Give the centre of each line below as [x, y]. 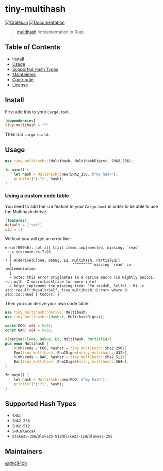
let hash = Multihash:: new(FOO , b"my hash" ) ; [61, 380]
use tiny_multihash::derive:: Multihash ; [47, 312]
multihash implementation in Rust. [51, 32]
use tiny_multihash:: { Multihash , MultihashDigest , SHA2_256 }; [69, 161]
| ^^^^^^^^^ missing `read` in [70, 265]
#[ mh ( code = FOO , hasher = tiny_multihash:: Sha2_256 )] [70, 348]
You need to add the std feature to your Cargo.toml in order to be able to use [81, 206]
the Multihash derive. [26, 211]
